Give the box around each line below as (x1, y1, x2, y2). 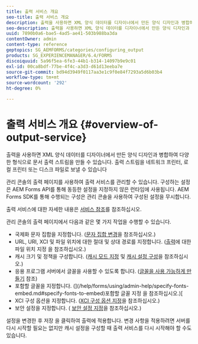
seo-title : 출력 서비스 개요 (6, 14, 69, 20)
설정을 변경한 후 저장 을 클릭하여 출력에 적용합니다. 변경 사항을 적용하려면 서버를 (6, 317, 191, 324)
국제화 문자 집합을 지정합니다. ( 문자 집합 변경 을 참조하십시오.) (14, 231, 156, 238)
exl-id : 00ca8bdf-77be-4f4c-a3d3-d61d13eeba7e (6, 63, 123, 70)
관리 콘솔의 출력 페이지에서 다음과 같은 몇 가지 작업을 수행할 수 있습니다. (6, 218, 171, 225)
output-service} (6, 131, 87, 145)
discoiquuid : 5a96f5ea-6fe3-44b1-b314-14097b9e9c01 (6, 58, 136, 64)
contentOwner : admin (6, 36, 57, 42)
